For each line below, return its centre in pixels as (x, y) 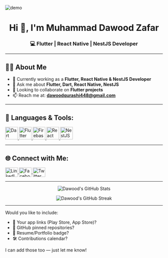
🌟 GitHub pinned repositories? (43, 228)
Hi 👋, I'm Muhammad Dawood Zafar (84, 28)
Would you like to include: (32, 213)
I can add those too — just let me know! (46, 250)
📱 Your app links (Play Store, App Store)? (54, 222)
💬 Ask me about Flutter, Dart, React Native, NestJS (65, 84)
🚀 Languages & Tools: (39, 118)
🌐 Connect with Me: (37, 158)
